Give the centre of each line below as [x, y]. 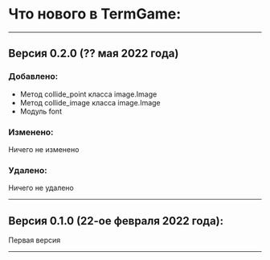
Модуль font [41, 111]
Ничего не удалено [41, 188]
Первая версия [35, 240]
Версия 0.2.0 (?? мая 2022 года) [94, 54]
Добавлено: [33, 76]
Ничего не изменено [44, 149]
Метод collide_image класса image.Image [90, 102]
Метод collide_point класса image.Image [88, 94]
